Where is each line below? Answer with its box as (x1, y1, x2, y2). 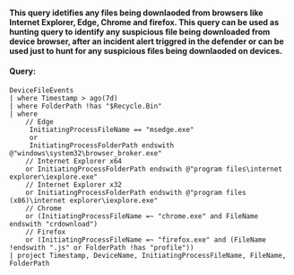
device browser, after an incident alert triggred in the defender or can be (9, 36, 284, 47)
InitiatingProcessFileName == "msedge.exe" (29, 125, 195, 134)
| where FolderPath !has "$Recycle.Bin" (9, 102, 163, 111)
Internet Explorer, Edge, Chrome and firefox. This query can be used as (9, 16, 280, 27)
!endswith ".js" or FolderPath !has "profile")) (9, 243, 195, 252)
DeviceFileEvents (9, 85, 74, 94)
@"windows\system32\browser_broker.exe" (9, 148, 163, 157)
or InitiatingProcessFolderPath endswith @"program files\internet (25, 164, 282, 173)
